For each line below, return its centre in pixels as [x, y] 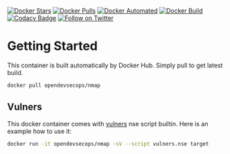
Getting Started [53, 46]
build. [15, 72]
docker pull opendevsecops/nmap [54, 85]
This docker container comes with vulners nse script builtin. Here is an [108, 123]
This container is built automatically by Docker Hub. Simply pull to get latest [115, 65]
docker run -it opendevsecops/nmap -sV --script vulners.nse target [108, 144]
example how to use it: [39, 131]
